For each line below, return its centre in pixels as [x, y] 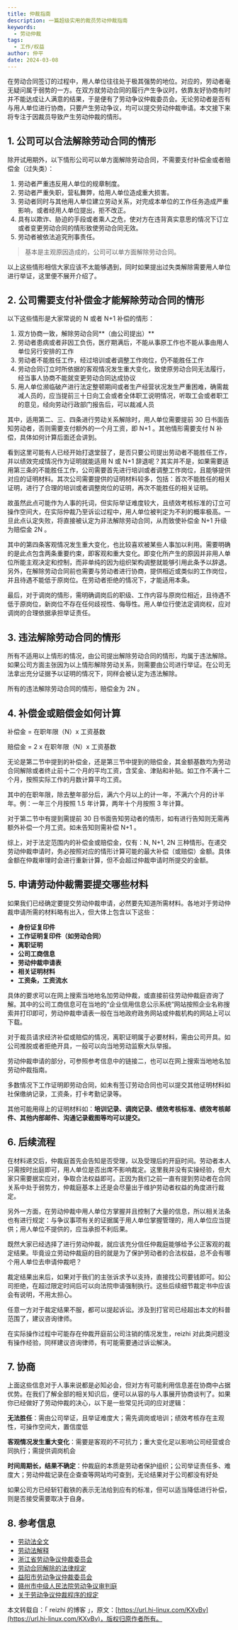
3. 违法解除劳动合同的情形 [64, 637]
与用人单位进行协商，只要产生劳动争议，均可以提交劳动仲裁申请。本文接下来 [119, 108]
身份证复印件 [36, 927]
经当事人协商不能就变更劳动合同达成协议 [76, 378]
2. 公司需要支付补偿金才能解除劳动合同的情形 [106, 300]
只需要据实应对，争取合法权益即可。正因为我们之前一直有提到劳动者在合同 [122, 1178]
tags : [15, 40]
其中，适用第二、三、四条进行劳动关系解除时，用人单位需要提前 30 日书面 [115, 420]
